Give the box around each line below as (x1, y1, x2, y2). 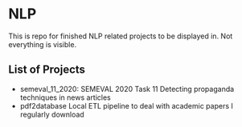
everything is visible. (8, 39, 77, 49)
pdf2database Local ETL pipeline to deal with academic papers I (19, 101, 233, 110)
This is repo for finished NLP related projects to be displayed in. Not (8, 31, 233, 41)
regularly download (19, 109, 84, 119)
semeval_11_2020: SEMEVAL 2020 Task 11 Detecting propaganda (19, 84, 235, 93)
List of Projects (8, 63, 86, 77)
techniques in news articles (19, 93, 111, 102)
